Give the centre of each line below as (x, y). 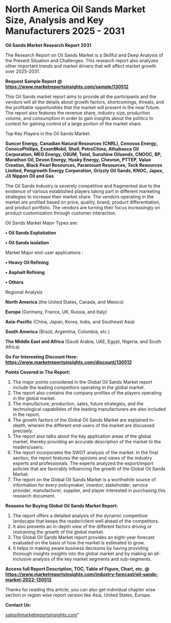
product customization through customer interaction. (61, 213)
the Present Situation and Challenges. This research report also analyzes (82, 60)
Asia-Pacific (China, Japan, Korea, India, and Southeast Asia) (70, 321)
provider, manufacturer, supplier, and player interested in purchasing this (89, 490)
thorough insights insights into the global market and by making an (83, 553)
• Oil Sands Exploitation (31, 233)
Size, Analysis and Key (55, 20)
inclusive (22, 559)
